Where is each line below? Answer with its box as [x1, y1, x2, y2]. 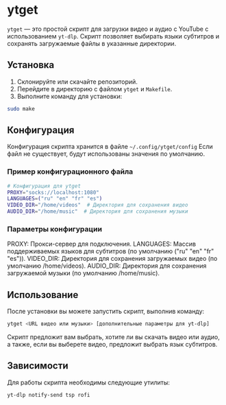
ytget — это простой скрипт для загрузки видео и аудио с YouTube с [7, 25, 209, 33]
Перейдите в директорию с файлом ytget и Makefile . [16, 84, 173, 93]
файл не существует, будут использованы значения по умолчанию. [7, 150, 205, 158]
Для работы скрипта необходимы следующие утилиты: [7, 378, 170, 386]
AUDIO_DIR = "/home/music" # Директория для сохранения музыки [7, 208, 188, 215]
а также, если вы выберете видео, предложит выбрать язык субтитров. [7, 340, 218, 349]
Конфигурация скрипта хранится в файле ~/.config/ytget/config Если [7, 143, 214, 151]
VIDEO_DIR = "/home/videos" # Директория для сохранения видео [7, 202, 188, 209]
